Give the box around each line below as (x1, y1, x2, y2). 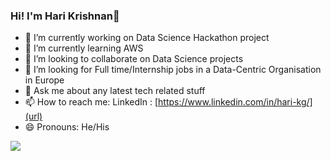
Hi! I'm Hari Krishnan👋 (10, 9, 120, 23)
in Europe (24, 74, 65, 86)
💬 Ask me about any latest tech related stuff (24, 85, 206, 97)
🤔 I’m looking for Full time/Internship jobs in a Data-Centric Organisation (24, 64, 322, 76)
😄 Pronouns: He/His (24, 121, 110, 133)
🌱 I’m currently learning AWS (24, 42, 144, 54)
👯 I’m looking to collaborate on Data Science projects (24, 53, 244, 65)
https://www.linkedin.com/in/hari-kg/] (158, 96, 313, 108)
